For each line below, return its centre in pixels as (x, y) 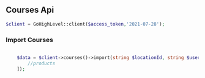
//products (42, 63)
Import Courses (29, 40)
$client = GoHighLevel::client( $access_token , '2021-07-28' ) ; (85, 24)
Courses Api (30, 10)
